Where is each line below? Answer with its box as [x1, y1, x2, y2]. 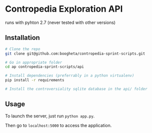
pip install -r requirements [5, 78, 65, 83]
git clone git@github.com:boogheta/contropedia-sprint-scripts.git [5, 51, 146, 56]
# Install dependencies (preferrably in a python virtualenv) [5, 73, 134, 78]
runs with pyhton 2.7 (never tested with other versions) [5, 19, 116, 25]
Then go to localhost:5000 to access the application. [5, 122, 112, 128]
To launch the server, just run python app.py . [5, 113, 95, 119]
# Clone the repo [5, 46, 41, 52]
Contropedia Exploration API [5, 3, 123, 15]
